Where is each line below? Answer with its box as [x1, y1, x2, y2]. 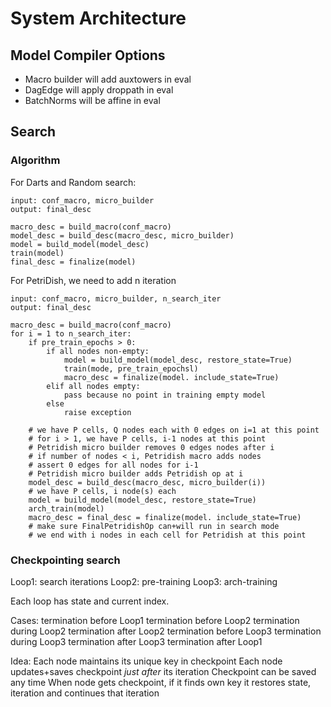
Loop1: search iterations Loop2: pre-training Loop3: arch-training [10, 575, 278, 587]
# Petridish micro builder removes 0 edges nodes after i [28, 442, 275, 452]
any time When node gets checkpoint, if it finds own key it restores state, [10, 676, 312, 688]
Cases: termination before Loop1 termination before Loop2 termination [10, 614, 300, 626]
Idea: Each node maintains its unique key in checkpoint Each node [10, 655, 283, 667]
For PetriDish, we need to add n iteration [10, 274, 177, 286]
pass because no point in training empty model [63, 390, 267, 400]
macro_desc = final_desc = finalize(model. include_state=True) [28, 512, 302, 522]
